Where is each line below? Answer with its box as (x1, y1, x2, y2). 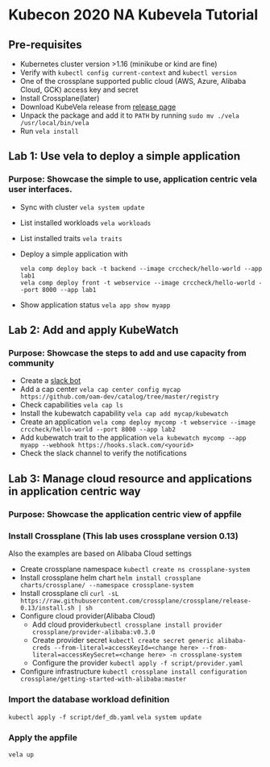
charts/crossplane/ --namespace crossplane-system (19, 581, 194, 590)
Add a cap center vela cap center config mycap (19, 385, 181, 394)
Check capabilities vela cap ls (19, 400, 123, 410)
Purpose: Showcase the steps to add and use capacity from (8, 348, 247, 358)
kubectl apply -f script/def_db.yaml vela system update (8, 714, 202, 722)
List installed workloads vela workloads (19, 218, 152, 227)
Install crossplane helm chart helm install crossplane (19, 573, 201, 582)
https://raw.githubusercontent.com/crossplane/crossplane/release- (19, 597, 251, 605)
